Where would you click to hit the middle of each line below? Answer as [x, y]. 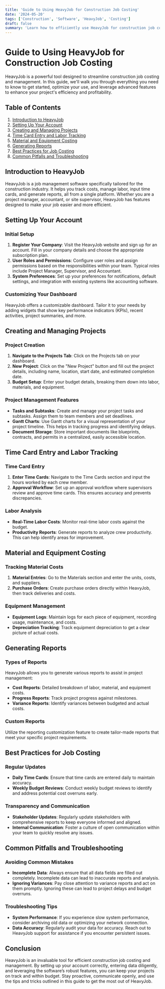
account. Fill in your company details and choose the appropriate [78, 250]
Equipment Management [35, 606]
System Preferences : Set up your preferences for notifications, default [84, 276]
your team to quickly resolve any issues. [53, 832]
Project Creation [25, 345]
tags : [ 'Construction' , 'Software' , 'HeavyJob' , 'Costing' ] [68, 19]
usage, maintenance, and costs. [44, 622]
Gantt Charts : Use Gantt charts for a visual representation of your [79, 421]
